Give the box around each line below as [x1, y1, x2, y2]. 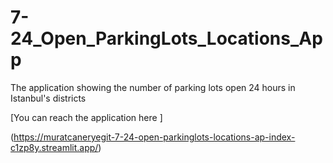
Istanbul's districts [10, 92, 87, 104]
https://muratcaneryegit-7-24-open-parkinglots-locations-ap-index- [13, 131, 296, 143]
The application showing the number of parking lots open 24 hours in [10, 81, 296, 93]
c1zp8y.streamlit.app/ [10, 141, 99, 153]
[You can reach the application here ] [10, 111, 163, 123]
